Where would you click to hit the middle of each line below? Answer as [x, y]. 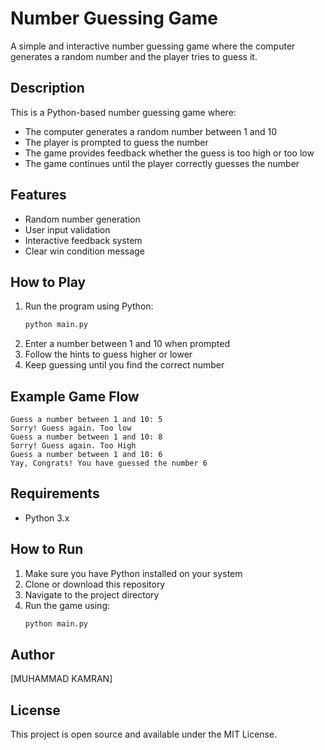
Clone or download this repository [95, 584]
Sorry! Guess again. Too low [71, 428]
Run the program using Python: [89, 306]
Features [38, 195]
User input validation [67, 229]
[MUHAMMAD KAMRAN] [61, 679]
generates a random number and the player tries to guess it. [134, 56]
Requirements [55, 493]
